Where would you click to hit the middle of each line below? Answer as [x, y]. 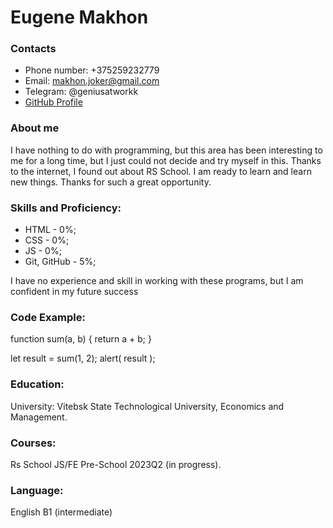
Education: [37, 384]
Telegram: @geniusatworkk [81, 92]
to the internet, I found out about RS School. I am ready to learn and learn [161, 171]
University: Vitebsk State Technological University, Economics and [147, 406]
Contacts [33, 49]
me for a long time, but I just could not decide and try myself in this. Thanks [166, 160]
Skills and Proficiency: [66, 208]
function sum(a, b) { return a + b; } [81, 339]
